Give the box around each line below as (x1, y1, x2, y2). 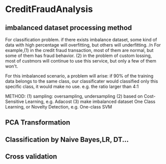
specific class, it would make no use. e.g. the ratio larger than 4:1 (5, 83, 139, 89)
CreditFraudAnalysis (5, 3, 93, 15)
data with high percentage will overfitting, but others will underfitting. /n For (5, 42, 161, 48)
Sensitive (5, 98, 24, 104)
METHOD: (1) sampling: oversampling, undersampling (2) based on (5, 93, 143, 99)
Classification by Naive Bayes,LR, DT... (5, 135, 129, 143)
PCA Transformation (5, 118, 70, 127)
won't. (5, 63, 18, 69)
